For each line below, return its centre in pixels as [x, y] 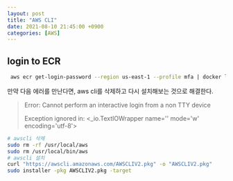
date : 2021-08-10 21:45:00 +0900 [55, 26]
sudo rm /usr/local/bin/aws [48, 151]
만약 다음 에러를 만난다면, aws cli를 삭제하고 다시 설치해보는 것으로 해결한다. [110, 91]
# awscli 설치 [26, 158]
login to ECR [34, 61]
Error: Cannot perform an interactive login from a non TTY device [118, 105]
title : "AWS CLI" [32, 20]
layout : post [26, 14]
